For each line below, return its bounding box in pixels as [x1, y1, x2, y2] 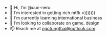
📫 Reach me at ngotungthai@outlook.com [9, 26, 96, 31]
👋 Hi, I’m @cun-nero [9, 5, 51, 10]
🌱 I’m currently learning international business [9, 15, 103, 20]
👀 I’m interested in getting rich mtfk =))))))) [9, 10, 96, 16]
